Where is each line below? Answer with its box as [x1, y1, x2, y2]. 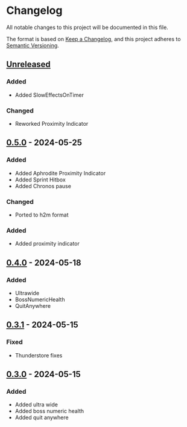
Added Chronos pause [14, 182, 71, 189]
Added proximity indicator [14, 240, 80, 247]
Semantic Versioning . [6, 42, 59, 49]
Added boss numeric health [14, 408, 84, 415]
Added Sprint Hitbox [14, 176, 66, 183]
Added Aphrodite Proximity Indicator [14, 169, 106, 177]
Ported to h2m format [14, 211, 69, 218]
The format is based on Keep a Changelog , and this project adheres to [6, 35, 181, 42]
